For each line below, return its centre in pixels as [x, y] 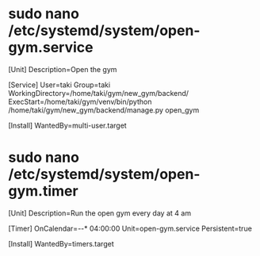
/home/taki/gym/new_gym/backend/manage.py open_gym [104, 110]
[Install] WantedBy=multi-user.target [67, 125]
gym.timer [43, 191]
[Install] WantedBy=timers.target [61, 243]
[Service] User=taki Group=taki [59, 85]
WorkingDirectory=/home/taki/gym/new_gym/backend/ [98, 93]
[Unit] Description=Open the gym [63, 69]
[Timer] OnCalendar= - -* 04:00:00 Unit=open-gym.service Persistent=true [130, 228]
